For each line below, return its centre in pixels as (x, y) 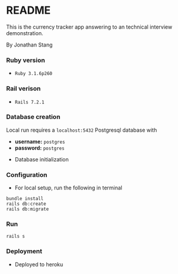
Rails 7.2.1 (29, 102)
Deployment (24, 251)
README (28, 10)
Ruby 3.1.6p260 (34, 74)
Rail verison (23, 89)
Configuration (27, 175)
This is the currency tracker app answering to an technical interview (89, 27)
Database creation (33, 117)
